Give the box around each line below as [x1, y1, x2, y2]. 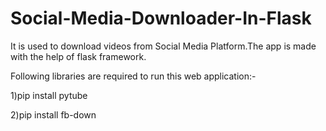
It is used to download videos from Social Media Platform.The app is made [10, 40, 317, 52]
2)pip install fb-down [10, 108, 97, 121]
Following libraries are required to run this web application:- [10, 70, 257, 82]
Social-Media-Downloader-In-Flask [10, 7, 312, 30]
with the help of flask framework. [10, 50, 147, 62]
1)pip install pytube [10, 89, 88, 101]
